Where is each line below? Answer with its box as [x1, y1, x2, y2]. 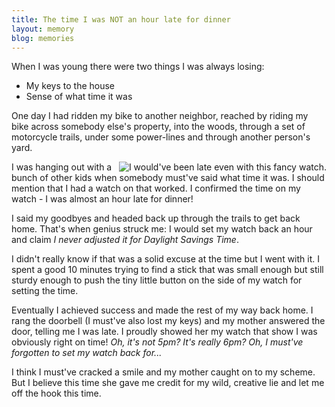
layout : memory [11, 24, 75, 34]
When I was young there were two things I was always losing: [11, 61, 265, 73]
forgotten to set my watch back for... [11, 347, 163, 359]
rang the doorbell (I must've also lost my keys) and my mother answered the [11, 315, 326, 327]
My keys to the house [25, 80, 116, 92]
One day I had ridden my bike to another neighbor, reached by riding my [11, 110, 309, 122]
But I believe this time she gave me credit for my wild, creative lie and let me [11, 377, 325, 389]
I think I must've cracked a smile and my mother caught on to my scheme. [11, 366, 316, 378]
